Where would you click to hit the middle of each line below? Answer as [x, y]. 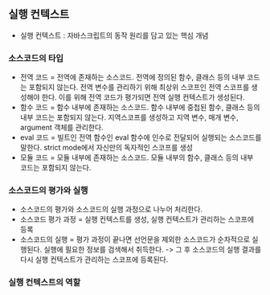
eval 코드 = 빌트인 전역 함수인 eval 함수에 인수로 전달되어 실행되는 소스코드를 [141, 137]
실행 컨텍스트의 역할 [45, 282]
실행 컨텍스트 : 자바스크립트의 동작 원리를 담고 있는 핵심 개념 [114, 35]
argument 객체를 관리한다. [61, 128]
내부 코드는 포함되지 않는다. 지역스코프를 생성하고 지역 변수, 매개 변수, [129, 117]
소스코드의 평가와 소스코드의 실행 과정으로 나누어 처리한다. [111, 209]
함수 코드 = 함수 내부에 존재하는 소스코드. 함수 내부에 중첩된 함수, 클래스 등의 [140, 108]
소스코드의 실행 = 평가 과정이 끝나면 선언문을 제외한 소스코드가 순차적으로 [135, 240]
